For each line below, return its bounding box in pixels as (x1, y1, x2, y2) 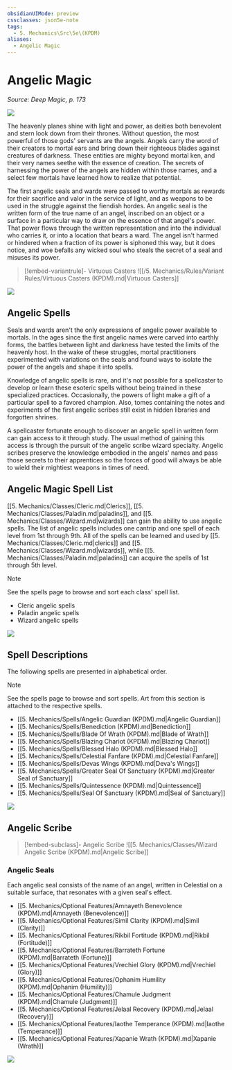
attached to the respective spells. (7, 702, 102, 710)
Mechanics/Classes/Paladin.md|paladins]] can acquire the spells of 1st (7, 553, 209, 562)
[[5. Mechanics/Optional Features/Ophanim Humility (17, 976, 166, 984)
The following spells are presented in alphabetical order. (7, 667, 168, 676)
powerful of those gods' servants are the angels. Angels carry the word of (7, 136, 219, 144)
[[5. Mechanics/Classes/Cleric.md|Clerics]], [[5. (7, 501, 144, 510)
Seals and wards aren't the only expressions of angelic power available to (7, 326, 217, 334)
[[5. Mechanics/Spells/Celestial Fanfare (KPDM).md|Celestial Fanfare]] (17, 752, 219, 760)
